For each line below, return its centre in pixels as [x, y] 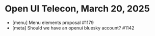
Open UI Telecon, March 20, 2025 [77, 9]
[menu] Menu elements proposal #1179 [53, 22]
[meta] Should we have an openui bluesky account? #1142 [73, 27]
